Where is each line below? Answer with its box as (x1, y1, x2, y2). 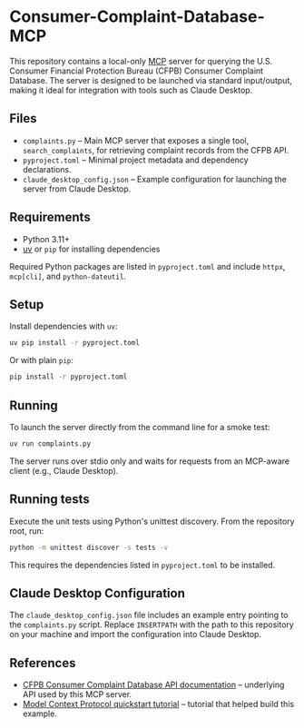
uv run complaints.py (9, 438, 92, 448)
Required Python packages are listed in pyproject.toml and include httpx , (9, 261, 286, 271)
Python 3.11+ (22, 233, 71, 244)
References (9, 655, 76, 671)
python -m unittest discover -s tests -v (9, 543, 169, 552)
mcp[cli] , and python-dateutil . (9, 271, 127, 281)
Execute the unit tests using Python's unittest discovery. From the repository (9, 516, 295, 526)
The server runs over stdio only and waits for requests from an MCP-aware (9, 456, 290, 467)
